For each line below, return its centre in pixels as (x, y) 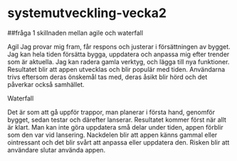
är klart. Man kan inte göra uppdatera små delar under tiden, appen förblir (116, 127)
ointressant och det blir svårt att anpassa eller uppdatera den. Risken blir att (118, 142)
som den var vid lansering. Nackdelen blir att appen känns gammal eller (112, 135)
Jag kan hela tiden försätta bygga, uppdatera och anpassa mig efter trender (118, 54)
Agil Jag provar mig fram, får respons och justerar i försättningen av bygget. (119, 46)
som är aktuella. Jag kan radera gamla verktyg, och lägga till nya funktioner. (118, 61)
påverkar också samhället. (46, 84)
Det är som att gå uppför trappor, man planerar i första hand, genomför (111, 112)
